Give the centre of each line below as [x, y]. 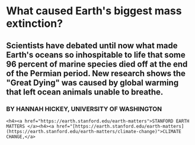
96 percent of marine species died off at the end [97, 64]
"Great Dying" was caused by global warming [92, 82]
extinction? [35, 23]
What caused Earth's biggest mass [94, 11]
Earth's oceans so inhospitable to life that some [96, 55]
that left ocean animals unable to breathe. [85, 92]
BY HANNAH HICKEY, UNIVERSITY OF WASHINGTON [84, 109]
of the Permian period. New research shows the [96, 73]
